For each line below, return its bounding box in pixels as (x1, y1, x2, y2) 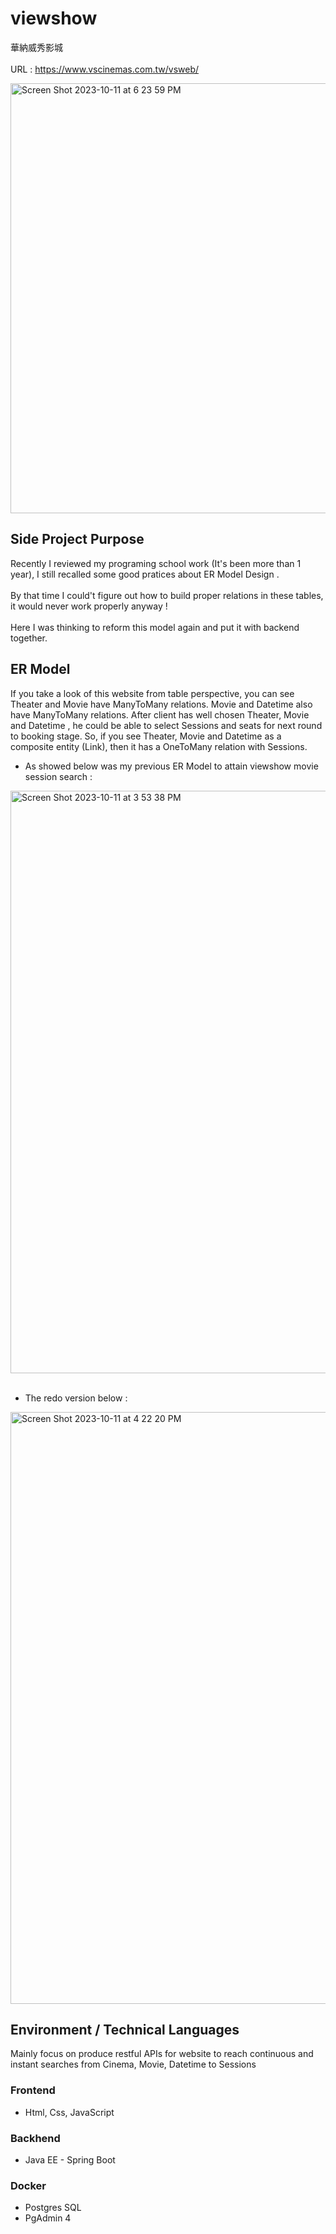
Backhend (10, 2131, 61, 2145)
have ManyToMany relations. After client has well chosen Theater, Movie (10, 708, 310, 721)
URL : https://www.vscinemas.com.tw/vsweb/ (10, 63, 200, 75)
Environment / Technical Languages (10, 2021, 240, 2038)
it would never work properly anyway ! (10, 600, 168, 612)
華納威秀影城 (10, 41, 63, 53)
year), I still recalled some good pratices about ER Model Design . (10, 568, 280, 580)
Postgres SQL (24, 2202, 82, 2214)
